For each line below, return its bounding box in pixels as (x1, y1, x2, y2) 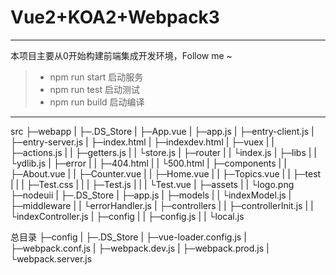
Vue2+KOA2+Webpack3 (10, 6, 220, 29)
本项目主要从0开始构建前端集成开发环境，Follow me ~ (10, 49, 233, 61)
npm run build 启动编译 (49, 96, 145, 108)
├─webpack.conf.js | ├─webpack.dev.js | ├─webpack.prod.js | (10, 242, 270, 254)
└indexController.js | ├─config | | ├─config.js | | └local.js (10, 210, 245, 222)
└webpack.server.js (10, 252, 93, 265)
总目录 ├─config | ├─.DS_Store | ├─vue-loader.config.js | (10, 231, 247, 243)
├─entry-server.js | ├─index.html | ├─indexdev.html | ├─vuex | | (10, 136, 275, 148)
